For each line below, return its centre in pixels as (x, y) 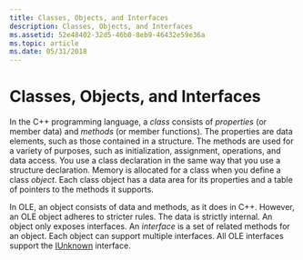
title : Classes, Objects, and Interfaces (89, 18)
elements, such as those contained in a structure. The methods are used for (151, 141)
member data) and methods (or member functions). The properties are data (151, 132)
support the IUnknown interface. (71, 245)
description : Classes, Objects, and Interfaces (101, 26)
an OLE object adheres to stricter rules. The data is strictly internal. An (141, 217)
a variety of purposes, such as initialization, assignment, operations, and (145, 151)
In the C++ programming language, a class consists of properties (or (138, 122)
